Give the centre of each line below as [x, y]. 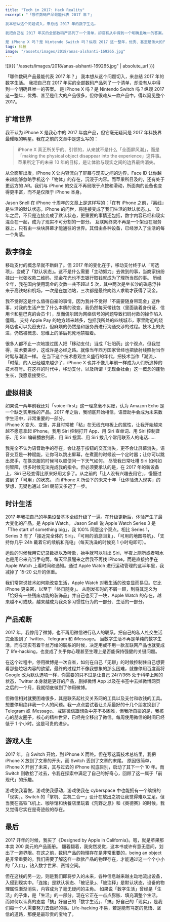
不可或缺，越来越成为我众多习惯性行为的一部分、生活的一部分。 [80, 602]
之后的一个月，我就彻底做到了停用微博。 [47, 687]
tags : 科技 [16, 47]
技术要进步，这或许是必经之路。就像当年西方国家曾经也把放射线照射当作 [89, 350]
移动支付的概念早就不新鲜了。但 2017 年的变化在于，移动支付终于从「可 [80, 265]
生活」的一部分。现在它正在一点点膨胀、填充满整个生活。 [100, 895]
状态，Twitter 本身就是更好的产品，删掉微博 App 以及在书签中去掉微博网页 [83, 681]
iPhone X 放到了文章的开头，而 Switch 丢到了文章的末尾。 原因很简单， [80, 760]
